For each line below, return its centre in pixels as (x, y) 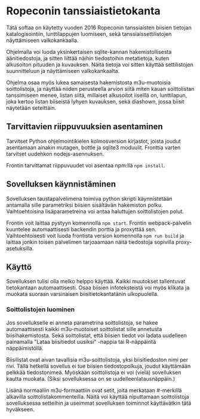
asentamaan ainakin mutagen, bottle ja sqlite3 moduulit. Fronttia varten (93, 147)
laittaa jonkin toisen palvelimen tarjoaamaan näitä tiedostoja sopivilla (90, 242)
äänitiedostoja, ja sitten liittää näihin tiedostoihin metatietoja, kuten (88, 58)
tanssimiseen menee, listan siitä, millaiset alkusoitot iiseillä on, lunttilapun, (97, 95)
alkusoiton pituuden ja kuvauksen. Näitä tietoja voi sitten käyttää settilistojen (100, 65)
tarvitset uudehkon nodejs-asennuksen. (55, 154)
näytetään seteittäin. (31, 108)
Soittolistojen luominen (41, 310)
